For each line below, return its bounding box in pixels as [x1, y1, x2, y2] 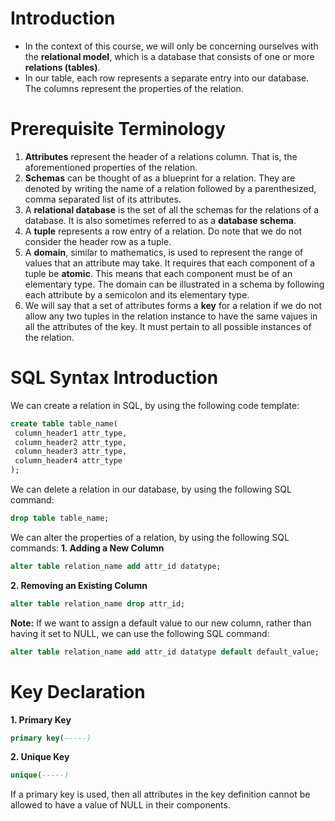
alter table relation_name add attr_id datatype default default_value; [10, 647, 320, 657]
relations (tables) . [24, 61, 101, 73]
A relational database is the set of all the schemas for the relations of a [24, 203, 320, 216]
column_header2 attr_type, [14, 437, 128, 447]
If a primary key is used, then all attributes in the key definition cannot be [10, 788, 311, 801]
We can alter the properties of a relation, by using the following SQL [10, 531, 290, 543]
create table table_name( [10, 418, 118, 429]
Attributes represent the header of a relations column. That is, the [24, 150, 298, 162]
